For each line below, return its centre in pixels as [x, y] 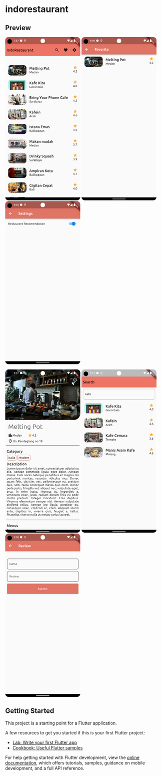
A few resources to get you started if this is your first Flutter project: [75, 732]
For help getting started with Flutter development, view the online [72, 757]
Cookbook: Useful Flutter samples [47, 747]
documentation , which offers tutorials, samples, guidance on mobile [75, 762]
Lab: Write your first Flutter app [45, 742]
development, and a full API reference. [45, 768]
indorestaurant [37, 9]
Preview [18, 28]
